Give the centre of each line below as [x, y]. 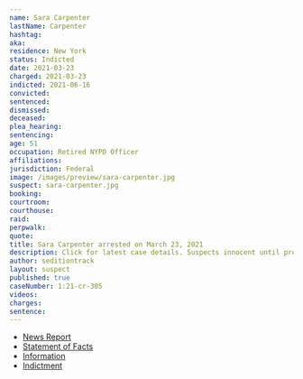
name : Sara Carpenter [50, 18]
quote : [22, 236]
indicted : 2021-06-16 [50, 85]
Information [44, 356]
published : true [40, 278]
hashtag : [26, 34]
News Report [47, 337]
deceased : [28, 118]
